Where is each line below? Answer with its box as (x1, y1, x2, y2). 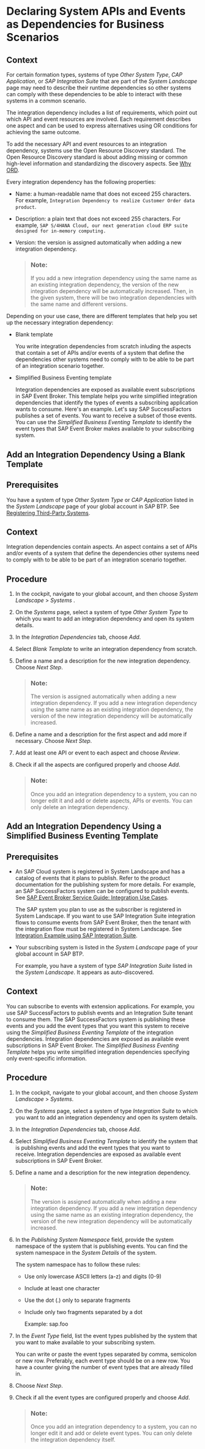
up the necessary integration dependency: (6, 319, 114, 326)
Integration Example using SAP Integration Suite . (15, 932, 138, 939)
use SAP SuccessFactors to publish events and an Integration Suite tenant (6, 1009, 193, 1016)
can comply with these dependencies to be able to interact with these (6, 91, 182, 97)
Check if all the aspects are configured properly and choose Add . (15, 761, 181, 769)
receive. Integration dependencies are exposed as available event (15, 1150, 182, 1158)
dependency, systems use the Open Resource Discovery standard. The (6, 147, 186, 154)
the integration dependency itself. (30, 1436, 116, 1443)
